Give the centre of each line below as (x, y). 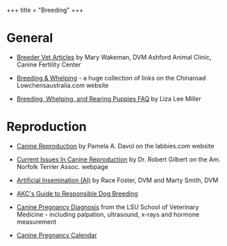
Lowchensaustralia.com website (62, 85)
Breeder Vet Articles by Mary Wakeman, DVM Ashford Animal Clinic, (114, 57)
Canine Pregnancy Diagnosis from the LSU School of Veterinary (108, 207)
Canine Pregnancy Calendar (57, 235)
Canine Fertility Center (49, 64)
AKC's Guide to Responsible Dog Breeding (77, 193)
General (30, 38)
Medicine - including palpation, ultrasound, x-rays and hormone (108, 214)
